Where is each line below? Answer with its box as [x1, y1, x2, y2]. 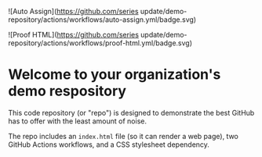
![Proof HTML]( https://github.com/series [8, 30, 140, 39]
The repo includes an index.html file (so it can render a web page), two [8, 131, 239, 141]
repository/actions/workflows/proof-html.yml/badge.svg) [8, 38, 193, 48]
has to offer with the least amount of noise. [8, 116, 147, 126]
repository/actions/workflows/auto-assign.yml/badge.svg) [8, 15, 197, 24]
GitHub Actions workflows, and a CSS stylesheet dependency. [8, 140, 210, 149]
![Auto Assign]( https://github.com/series [8, 7, 139, 16]
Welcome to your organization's [8, 66, 221, 84]
